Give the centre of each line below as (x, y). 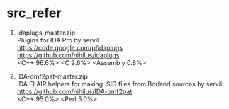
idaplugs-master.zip (46, 33)
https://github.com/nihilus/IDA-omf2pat (74, 91)
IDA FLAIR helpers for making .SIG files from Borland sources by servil (119, 84)
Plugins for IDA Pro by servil (58, 40)
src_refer (34, 13)
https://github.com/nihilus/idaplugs (68, 55)
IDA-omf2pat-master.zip (52, 76)
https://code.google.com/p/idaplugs (70, 47)
